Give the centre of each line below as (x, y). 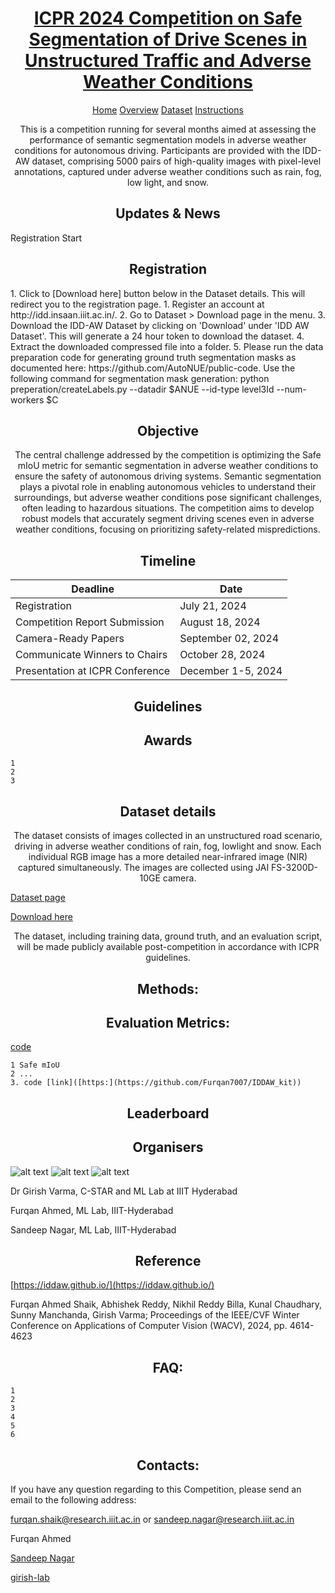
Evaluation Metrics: (168, 1022)
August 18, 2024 (220, 622)
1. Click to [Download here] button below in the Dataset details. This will (158, 293)
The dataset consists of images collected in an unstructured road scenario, (168, 836)
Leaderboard (168, 1113)
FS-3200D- (295, 868)
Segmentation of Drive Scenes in (168, 39)
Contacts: (168, 1465)
